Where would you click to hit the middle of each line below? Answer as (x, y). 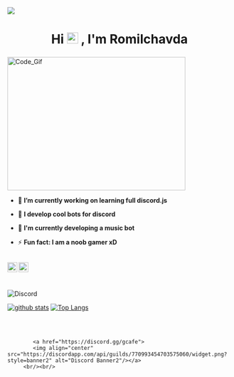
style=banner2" (30, 361)
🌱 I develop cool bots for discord (67, 214)
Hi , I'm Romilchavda (119, 39)
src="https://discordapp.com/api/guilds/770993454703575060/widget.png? (117, 355)
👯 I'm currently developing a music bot (76, 228)
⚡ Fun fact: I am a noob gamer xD (67, 243)
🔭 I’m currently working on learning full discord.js (92, 201)
